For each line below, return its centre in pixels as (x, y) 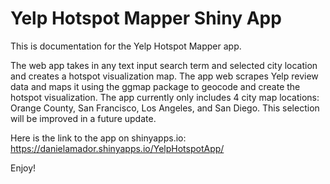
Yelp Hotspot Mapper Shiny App (146, 18)
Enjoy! (23, 168)
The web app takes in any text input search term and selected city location (164, 65)
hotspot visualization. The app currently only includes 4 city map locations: (165, 97)
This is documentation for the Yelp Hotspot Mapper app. (126, 46)
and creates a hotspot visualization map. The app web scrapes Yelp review (164, 76)
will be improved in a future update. (83, 118)
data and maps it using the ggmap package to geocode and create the (155, 86)
